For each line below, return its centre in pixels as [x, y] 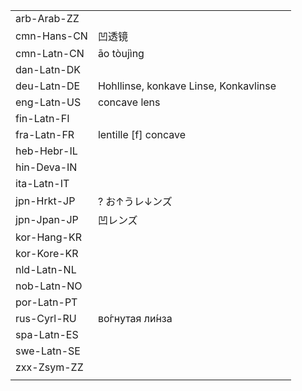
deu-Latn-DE [48, 86]
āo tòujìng [121, 53]
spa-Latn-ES [47, 334]
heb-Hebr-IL [46, 151]
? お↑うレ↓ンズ [135, 201]
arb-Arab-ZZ [47, 18]
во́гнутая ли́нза [135, 318]
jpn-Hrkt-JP [45, 201]
